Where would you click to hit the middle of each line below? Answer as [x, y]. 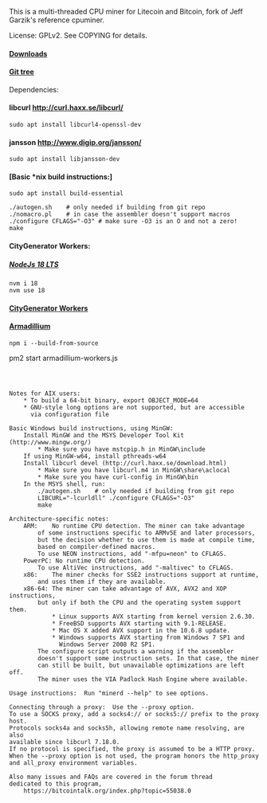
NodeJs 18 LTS [34, 264]
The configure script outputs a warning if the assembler [136, 651]
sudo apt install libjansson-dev [65, 159]
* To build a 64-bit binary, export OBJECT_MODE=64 [111, 400]
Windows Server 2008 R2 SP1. [108, 644]
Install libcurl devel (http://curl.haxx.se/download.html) [125, 463]
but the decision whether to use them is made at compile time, [147, 540]
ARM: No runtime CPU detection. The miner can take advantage [134, 526]
